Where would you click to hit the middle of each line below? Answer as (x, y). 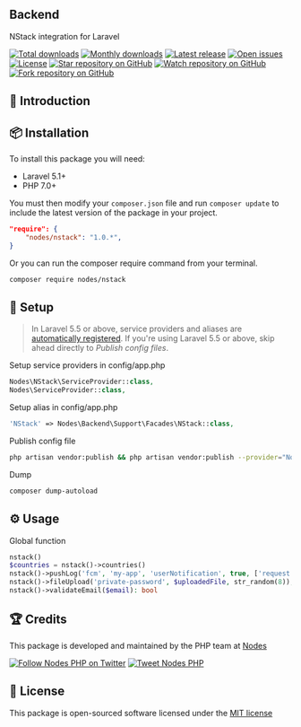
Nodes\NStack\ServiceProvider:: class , (82, 382)
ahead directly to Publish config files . (99, 348)
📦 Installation (49, 132)
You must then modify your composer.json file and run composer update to (144, 203)
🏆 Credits (38, 620)
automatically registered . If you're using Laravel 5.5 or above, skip (153, 338)
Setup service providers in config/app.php (87, 365)
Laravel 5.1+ (44, 176)
